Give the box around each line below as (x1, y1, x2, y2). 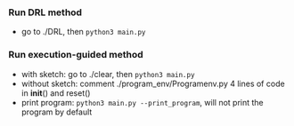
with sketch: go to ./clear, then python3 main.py (20, 68, 195, 79)
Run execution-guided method (8, 49, 143, 61)
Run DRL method (8, 6, 82, 19)
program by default (20, 106, 93, 117)
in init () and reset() (20, 87, 91, 98)
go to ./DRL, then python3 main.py (20, 27, 146, 37)
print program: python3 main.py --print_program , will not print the (20, 97, 264, 107)
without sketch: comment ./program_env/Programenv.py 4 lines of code (20, 78, 286, 89)
